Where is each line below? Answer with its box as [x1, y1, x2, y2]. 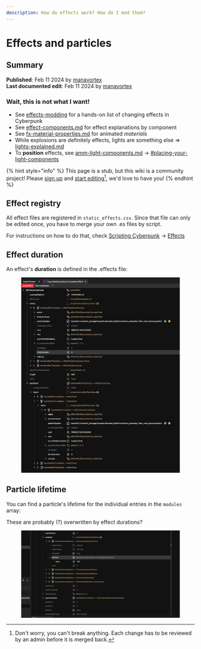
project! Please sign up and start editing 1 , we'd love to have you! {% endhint [6, 173, 193, 182]
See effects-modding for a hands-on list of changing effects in [14, 111, 169, 118]
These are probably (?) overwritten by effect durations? [6, 518, 143, 525]
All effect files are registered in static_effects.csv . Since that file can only [6, 214, 191, 221]
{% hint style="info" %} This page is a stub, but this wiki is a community [6, 167, 184, 174]
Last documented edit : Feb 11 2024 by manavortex [6, 82, 133, 89]
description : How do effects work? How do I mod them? [6, 10, 146, 16]
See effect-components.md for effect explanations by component [14, 124, 177, 131]
